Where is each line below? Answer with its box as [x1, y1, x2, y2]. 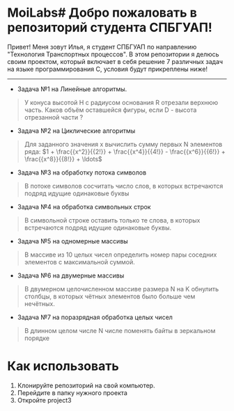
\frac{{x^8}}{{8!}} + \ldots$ [24, 154, 102, 163]
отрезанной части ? [24, 113, 84, 121]
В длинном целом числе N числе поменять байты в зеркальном [24, 326, 216, 335]
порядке [24, 334, 50, 342]
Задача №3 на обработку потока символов [17, 168, 147, 177]
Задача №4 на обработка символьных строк [17, 202, 151, 211]
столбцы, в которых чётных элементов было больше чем [24, 292, 196, 300]
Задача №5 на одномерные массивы [17, 236, 129, 245]
